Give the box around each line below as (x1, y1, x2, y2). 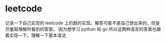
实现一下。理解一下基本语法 (9, 32, 66, 38)
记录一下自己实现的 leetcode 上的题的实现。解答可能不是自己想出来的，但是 (5, 20, 160, 26)
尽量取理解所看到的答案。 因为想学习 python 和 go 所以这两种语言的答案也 (5, 26, 157, 32)
